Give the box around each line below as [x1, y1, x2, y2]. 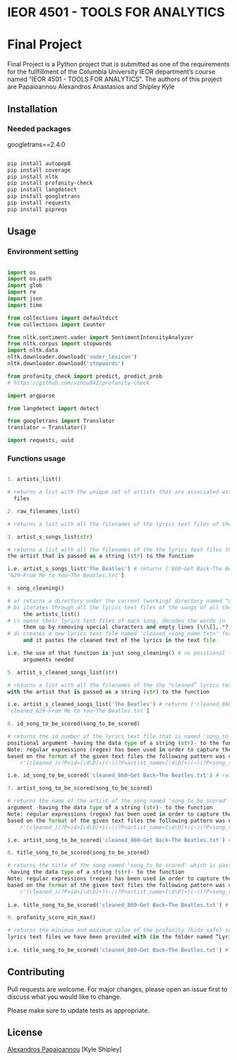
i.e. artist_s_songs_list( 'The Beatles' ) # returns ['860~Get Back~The [7, 566, 222, 573]
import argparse [7, 392, 55, 399]
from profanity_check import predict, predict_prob [7, 372, 162, 380]
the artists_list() [23, 610, 80, 618]
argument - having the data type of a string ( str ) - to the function [7, 804, 213, 811]
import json [7, 295, 42, 302]
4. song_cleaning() [7, 585, 65, 592]
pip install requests [7, 199, 71, 207]
